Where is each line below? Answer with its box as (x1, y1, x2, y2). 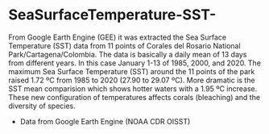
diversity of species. (8, 101, 77, 111)
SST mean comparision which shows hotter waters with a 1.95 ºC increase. (8, 83, 258, 94)
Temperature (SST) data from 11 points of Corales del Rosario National (8, 40, 241, 50)
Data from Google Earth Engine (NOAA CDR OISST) (19, 116, 191, 126)
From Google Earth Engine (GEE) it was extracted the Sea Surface (8, 32, 227, 42)
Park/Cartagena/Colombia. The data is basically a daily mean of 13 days (8, 49, 247, 59)
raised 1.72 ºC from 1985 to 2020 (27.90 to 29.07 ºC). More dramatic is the (8, 75, 255, 85)
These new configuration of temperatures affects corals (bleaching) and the (8, 92, 260, 102)
